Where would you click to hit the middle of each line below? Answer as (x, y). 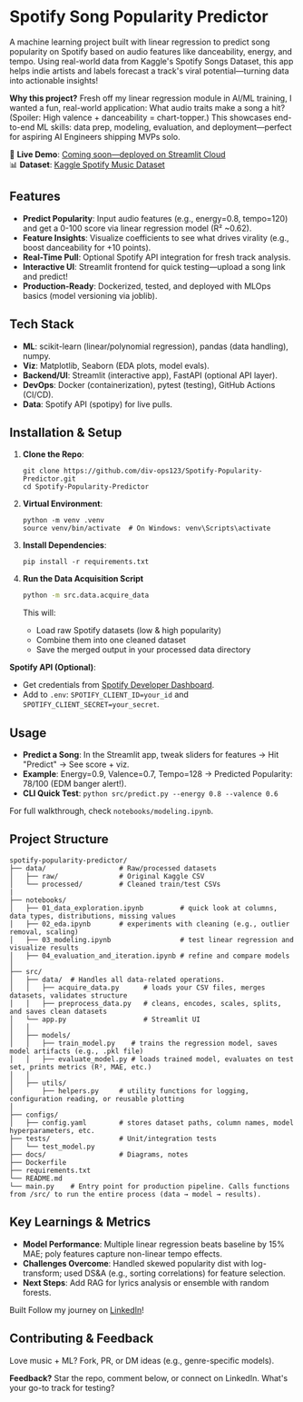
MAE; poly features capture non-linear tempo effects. (122, 1253)
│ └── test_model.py (52, 1147)
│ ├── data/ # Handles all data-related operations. (117, 979)
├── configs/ (34, 1115)
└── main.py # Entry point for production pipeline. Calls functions (150, 1186)
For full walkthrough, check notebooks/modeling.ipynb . (112, 811)
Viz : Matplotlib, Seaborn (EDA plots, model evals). (116, 365)
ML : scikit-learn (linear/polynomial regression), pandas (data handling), (155, 346)
